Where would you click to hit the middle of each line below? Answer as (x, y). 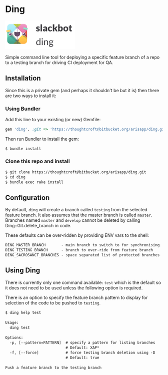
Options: (14, 337)
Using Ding (23, 271)
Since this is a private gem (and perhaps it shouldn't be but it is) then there (82, 90)
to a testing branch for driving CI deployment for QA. (59, 62)
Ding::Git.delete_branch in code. (38, 226)
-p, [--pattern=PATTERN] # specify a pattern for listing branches (82, 342)
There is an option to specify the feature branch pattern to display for (76, 297)
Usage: (12, 322)
